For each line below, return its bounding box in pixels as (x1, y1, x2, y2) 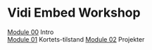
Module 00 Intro (7, 28, 54, 36)
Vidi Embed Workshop (7, 5, 141, 21)
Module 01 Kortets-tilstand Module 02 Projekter (7, 35, 145, 43)
